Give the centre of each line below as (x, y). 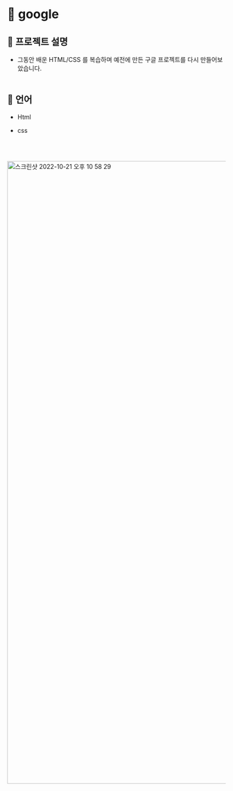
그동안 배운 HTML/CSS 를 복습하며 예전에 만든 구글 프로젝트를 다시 (108, 59)
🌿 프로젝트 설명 (37, 41)
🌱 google (33, 14)
